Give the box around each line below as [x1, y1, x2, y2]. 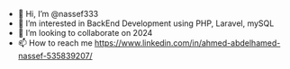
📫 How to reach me [17, 38, 93, 48]
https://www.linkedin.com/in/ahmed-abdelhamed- [94, 38, 281, 48]
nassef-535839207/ [17, 50, 93, 61]
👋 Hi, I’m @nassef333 [17, 9, 99, 19]
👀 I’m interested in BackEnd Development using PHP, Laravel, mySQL [17, 18, 275, 29]
